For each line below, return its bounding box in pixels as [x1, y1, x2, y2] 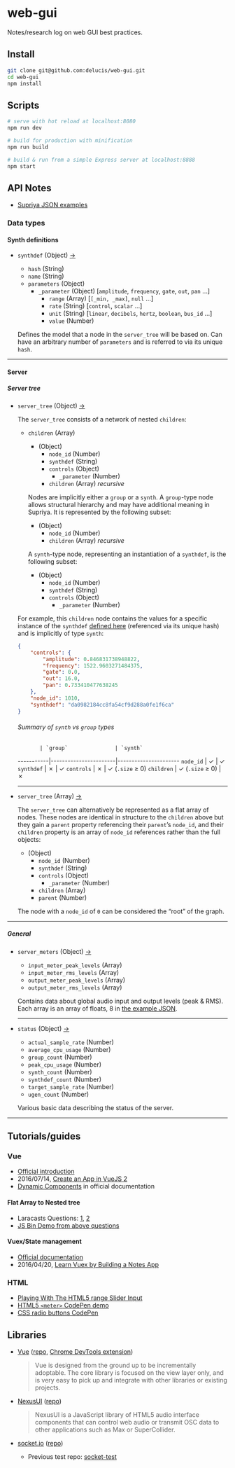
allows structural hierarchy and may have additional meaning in [27, 500, 210, 508]
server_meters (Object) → [17, 947, 92, 955]
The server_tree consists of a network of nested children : [17, 415, 187, 423]
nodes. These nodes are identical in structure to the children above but [17, 812, 224, 821]
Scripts [7, 99, 40, 111]
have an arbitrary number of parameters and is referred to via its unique [17, 338, 223, 346]
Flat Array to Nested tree [7, 1198, 80, 1207]
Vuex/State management [7, 1238, 82, 1246]
